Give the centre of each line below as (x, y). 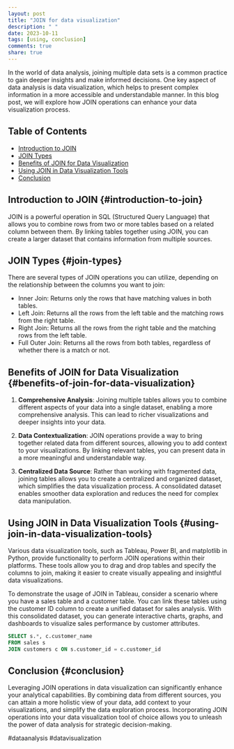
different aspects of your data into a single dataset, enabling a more (115, 407)
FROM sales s (27, 642)
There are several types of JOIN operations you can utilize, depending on (113, 278)
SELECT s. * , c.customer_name (50, 636)
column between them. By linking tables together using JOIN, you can (108, 232)
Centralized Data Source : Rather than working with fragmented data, (117, 471)
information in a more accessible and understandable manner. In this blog (114, 94)
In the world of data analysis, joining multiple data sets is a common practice (118, 72)
